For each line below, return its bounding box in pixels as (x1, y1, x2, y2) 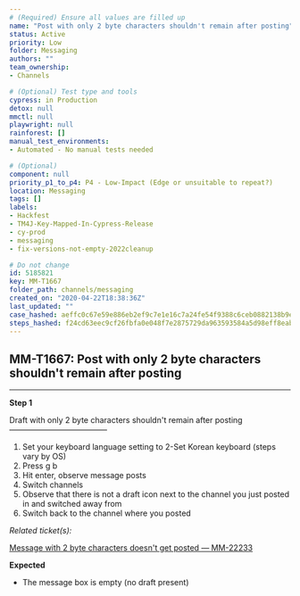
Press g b (21, 460, 58, 471)
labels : (9, 203, 38, 212)
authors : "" (9, 54, 54, 63)
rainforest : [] (9, 128, 66, 138)
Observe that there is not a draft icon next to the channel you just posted (21, 489, 290, 500)
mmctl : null (9, 112, 54, 121)
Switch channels (21, 479, 83, 491)
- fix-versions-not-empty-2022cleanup (9, 244, 154, 253)
